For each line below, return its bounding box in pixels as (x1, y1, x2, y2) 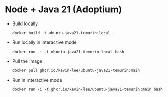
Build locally (12, 20, 38, 27)
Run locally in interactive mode (12, 39, 77, 45)
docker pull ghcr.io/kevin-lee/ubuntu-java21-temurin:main (12, 68, 141, 73)
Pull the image (12, 58, 42, 64)
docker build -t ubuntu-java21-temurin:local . (12, 30, 115, 35)
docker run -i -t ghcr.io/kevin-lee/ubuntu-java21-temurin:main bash (12, 87, 163, 92)
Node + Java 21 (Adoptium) (5, 4, 122, 15)
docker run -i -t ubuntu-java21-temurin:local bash (12, 49, 124, 54)
